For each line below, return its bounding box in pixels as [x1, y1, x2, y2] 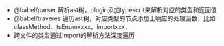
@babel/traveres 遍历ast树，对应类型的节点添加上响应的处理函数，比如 [13, 14, 216, 22]
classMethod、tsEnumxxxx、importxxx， [13, 23, 131, 30]
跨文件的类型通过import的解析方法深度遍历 [13, 31, 135, 39]
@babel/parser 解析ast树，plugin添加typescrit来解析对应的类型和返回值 [13, 6, 218, 14]
